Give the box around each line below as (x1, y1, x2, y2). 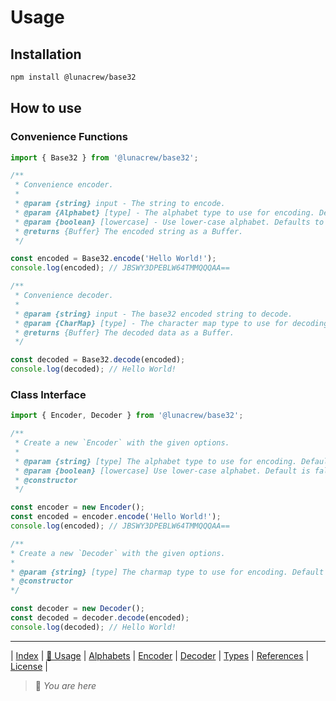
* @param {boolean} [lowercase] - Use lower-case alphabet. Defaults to (14, 217, 325, 227)
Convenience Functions (10, 130, 128, 144)
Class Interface (10, 387, 87, 401)
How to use (10, 100, 82, 117)
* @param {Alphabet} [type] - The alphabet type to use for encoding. (14, 207, 315, 218)
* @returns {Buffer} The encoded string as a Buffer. (14, 226, 244, 236)
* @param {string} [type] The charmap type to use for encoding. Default (10, 567, 325, 577)
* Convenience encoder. (14, 180, 114, 190)
